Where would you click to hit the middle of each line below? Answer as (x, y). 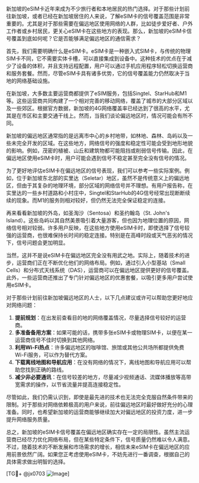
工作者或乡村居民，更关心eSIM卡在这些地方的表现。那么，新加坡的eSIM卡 (97, 31)
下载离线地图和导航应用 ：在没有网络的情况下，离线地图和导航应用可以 (100, 362)
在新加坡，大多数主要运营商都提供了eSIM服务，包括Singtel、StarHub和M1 (97, 93)
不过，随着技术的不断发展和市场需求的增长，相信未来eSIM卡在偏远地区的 (95, 447)
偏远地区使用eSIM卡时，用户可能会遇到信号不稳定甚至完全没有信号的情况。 (98, 158)
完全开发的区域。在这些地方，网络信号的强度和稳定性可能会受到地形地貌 (105, 143)
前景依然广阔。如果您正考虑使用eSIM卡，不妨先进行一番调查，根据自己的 (100, 454)
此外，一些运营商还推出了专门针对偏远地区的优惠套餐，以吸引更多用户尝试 (97, 277)
